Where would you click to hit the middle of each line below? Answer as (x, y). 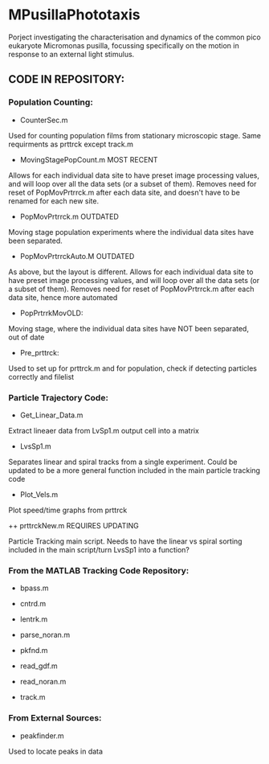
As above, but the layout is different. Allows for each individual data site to (131, 272)
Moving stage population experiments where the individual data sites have (131, 232)
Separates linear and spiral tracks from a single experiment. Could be (123, 462)
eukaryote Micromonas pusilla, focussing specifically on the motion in (124, 45)
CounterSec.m (44, 120)
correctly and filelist (41, 376)
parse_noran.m (45, 635)
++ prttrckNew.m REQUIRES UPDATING (73, 525)
